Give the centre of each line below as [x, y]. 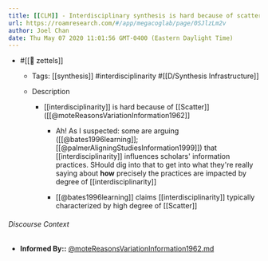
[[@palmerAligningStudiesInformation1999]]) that [136, 148]
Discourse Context [39, 223]
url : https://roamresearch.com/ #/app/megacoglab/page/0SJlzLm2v [117, 23]
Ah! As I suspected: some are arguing [117, 131]
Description [51, 92]
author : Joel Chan [39, 30]
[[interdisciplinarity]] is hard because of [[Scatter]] [126, 107]
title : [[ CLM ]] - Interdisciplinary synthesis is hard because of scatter [135, 16]
